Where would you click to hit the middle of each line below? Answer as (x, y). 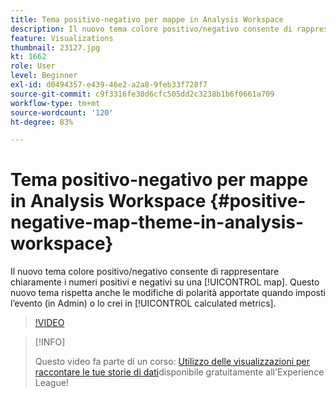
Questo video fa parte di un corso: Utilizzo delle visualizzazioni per (172, 362)
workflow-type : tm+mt (55, 103)
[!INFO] (50, 342)
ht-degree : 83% (42, 122)
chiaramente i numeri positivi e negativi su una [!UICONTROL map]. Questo (165, 282)
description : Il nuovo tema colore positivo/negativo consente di (151, 29)
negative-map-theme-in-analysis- (157, 222)
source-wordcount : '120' (62, 112)
